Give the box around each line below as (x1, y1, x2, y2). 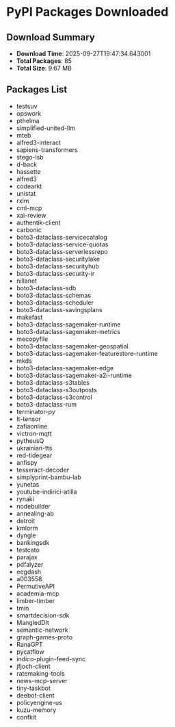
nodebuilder (16, 502, 51, 510)
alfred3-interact (16, 138, 62, 146)
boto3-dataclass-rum (16, 400, 77, 408)
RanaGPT (16, 640, 44, 648)
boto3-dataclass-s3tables (16, 378, 90, 387)
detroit (16, 516, 36, 524)
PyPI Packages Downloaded (6, 4, 169, 20)
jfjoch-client (16, 662, 51, 670)
